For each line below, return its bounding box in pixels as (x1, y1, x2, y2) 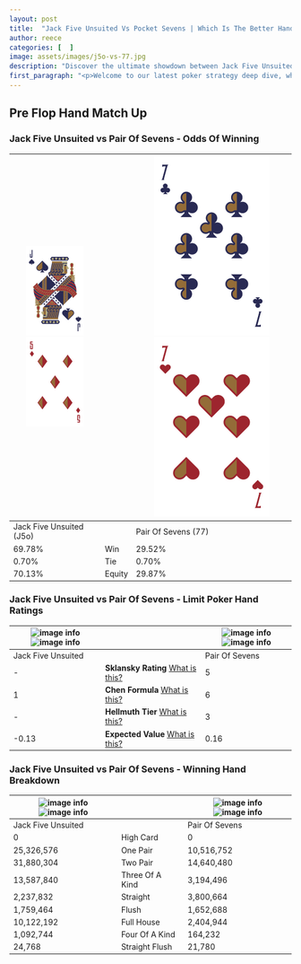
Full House (120, 916, 160, 927)
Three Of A (120, 870, 162, 881)
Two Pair (120, 857, 154, 868)
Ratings (9, 604, 44, 617)
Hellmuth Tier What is (105, 706, 187, 717)
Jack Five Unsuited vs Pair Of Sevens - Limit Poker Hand (9, 593, 259, 606)
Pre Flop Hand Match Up (9, 106, 148, 121)
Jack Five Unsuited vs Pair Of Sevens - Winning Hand (9, 763, 246, 776)
